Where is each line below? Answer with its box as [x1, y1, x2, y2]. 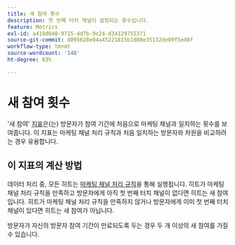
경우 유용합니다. [14, 137, 58, 145]
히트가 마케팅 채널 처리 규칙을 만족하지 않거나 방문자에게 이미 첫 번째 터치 [27, 197, 229, 206]
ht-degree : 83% [7, 56, 52, 63]
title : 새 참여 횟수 [7, 10, 61, 18]
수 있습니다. [7, 230, 40, 238]
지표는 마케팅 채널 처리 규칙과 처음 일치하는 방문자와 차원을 [41, 128, 203, 137]
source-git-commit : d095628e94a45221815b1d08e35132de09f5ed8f [7, 37, 193, 44]
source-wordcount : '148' [7, 50, 80, 57]
